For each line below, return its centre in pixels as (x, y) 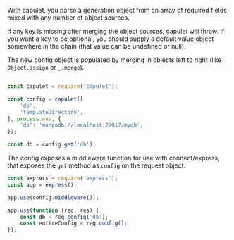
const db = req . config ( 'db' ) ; (64, 217)
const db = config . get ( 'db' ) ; (52, 145)
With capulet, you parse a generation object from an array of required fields (117, 10)
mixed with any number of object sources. (69, 18)
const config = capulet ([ (45, 99)
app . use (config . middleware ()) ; (53, 197)
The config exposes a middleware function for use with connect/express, (113, 158)
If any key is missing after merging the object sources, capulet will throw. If (116, 31)
